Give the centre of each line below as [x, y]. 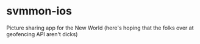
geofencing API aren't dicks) [42, 34]
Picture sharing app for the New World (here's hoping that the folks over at [100, 28]
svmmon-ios [39, 11]
